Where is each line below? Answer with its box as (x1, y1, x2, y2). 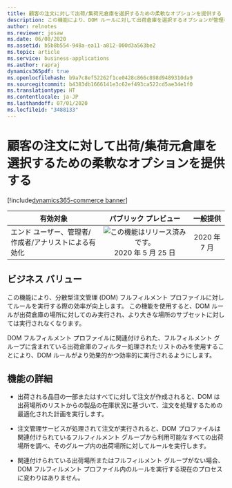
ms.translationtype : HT (7, 87, 76, 94)
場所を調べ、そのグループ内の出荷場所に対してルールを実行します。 (17, 442, 211, 450)
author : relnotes (7, 23, 57, 30)
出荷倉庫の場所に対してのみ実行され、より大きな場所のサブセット (19, 310, 207, 318)
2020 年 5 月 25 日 (113, 248, 176, 257)
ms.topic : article (7, 49, 60, 56)
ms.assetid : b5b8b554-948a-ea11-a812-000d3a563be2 (7, 42, 156, 49)
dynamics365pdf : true (7, 68, 70, 75)
